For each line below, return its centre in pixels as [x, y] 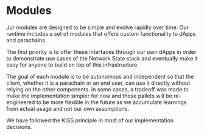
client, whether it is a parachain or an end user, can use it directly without [98, 83]
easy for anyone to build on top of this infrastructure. [72, 65]
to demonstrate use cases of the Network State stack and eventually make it [102, 58]
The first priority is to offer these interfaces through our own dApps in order [101, 51]
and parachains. [26, 40]
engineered [21, 102]
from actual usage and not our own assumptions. [68, 108]
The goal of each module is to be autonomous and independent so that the [100, 76]
